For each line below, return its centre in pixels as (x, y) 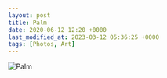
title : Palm (27, 23)
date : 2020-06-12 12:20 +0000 (58, 30)
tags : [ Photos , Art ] (42, 44)
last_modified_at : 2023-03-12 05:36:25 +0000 (83, 37)
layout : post (29, 15)
